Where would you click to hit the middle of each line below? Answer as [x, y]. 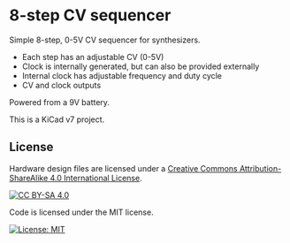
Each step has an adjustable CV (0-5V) [93, 57]
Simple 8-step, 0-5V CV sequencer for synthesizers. [105, 40]
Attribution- [260, 168]
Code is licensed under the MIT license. [81, 212]
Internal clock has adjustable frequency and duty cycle [122, 75]
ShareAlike [29, 178]
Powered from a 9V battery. [60, 102]
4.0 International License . [96, 178]
